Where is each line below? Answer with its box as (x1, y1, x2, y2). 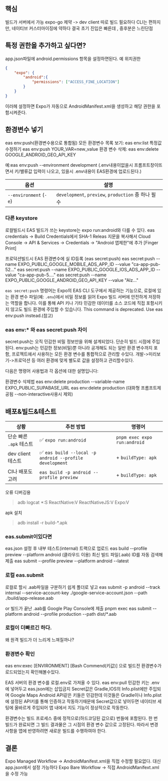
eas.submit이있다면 (5, 533, 52, 540)
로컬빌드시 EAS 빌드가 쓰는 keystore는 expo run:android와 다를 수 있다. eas (5, 227, 155, 233)
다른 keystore (5, 215, 38, 222)
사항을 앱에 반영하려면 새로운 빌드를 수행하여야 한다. (5, 728, 106, 734)
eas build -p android (39, 470, 91, 475)
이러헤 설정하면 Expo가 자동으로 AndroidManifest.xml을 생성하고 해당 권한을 (5, 103, 156, 109)
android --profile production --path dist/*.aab (23, 611, 116, 617)
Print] (5, 245, 16, 251)
